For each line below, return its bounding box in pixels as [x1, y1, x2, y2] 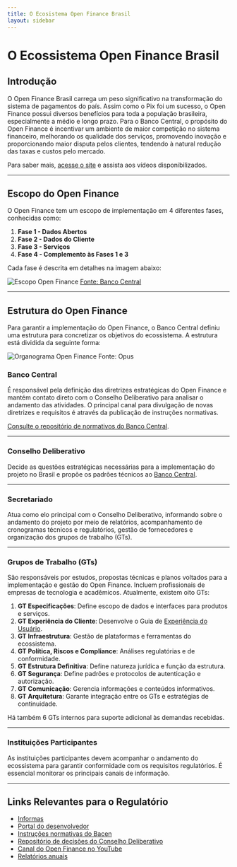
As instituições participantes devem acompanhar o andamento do [7, 754, 199, 762]
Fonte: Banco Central [80, 277, 142, 286]
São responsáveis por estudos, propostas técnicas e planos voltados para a [7, 574, 228, 582]
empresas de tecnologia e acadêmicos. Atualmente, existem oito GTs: [7, 588, 210, 597]
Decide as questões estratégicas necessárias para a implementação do [7, 462, 215, 471]
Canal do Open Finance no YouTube [17, 844, 123, 853]
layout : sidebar [7, 17, 55, 24]
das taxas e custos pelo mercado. [7, 146, 106, 156]
